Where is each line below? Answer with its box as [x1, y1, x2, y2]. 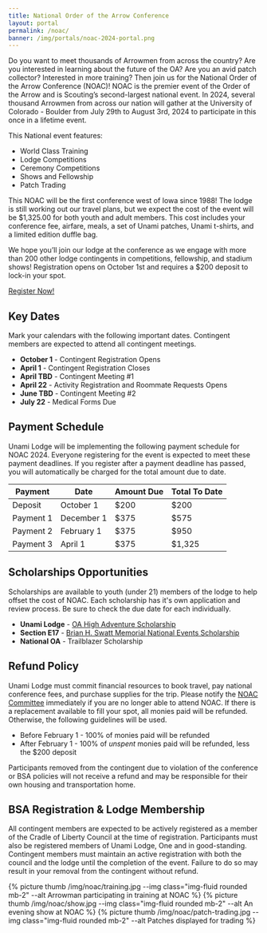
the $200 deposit [19, 747, 77, 756]
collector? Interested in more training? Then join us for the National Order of [8, 73, 257, 82]
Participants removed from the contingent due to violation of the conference [8, 763, 259, 772]
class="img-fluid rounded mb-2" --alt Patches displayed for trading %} [22, 916, 257, 926]
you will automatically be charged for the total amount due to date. [8, 467, 226, 476]
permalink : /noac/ [8, 26, 69, 34]
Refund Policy [8, 660, 80, 673]
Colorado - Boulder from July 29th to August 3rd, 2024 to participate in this [8, 107, 257, 117]
